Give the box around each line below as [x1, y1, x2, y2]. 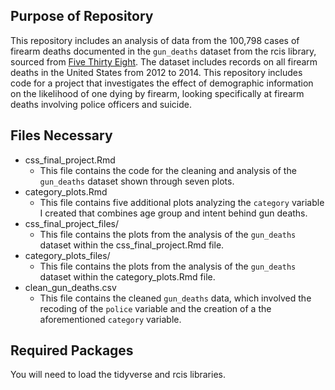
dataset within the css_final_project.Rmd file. [39, 239, 225, 251]
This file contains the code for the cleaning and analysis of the [39, 164, 297, 176]
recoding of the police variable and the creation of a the [39, 302, 272, 314]
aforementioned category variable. [39, 313, 182, 325]
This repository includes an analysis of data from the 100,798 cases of [10, 34, 300, 46]
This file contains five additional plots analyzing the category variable [39, 196, 325, 208]
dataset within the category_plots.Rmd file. [39, 270, 216, 283]
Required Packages [10, 342, 134, 359]
